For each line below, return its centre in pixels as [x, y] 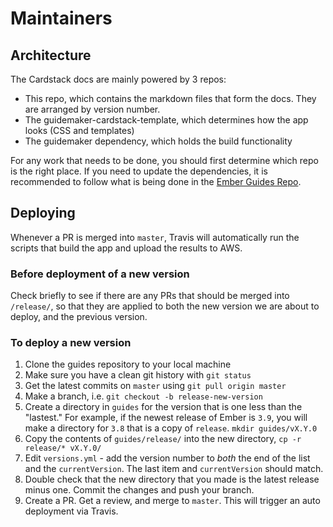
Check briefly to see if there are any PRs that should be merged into [150, 296]
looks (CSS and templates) [79, 130]
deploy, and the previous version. [79, 317]
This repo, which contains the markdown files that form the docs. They [170, 98]
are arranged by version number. [92, 109]
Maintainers [61, 18]
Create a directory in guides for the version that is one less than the [163, 407]
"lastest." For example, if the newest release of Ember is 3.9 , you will [166, 418]
